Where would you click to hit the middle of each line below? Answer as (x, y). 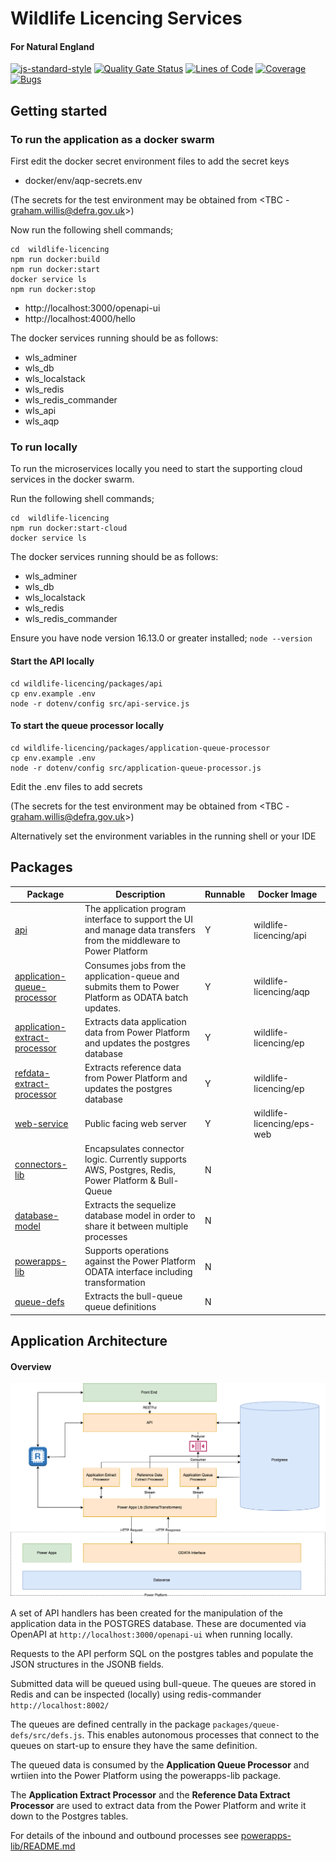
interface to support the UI (138, 919)
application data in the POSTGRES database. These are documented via (158, 1623)
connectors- (41, 1164)
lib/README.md (43, 1846)
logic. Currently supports (135, 1159)
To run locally (44, 447)
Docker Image (287, 894)
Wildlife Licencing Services (126, 18)
